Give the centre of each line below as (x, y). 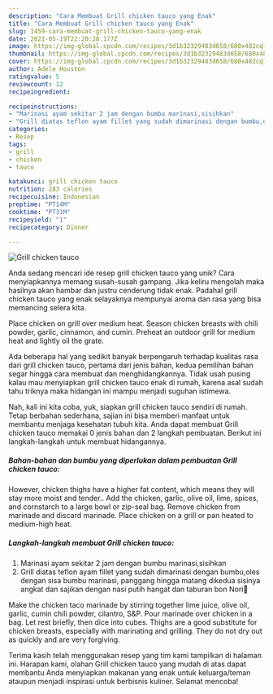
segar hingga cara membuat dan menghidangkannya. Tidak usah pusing (130, 374)
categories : (28, 130)
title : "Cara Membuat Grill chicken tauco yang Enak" (102, 24)
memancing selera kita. (48, 308)
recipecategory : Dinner (49, 227)
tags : (17, 144)
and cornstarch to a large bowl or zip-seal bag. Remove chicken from (125, 507)
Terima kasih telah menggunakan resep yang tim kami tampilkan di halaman (135, 656)
